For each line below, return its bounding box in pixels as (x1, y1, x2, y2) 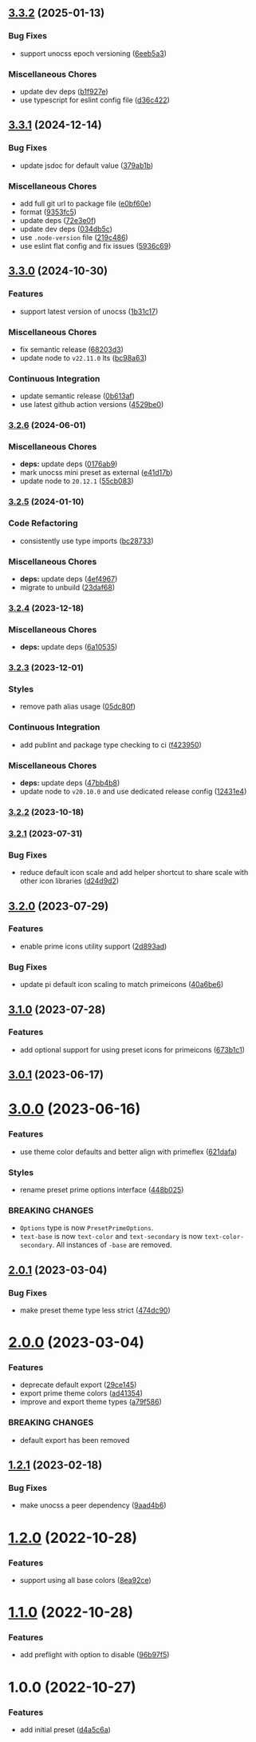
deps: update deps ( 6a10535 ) (19, 642, 118, 652)
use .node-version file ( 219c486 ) (19, 232, 129, 242)
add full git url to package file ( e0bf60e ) (19, 198, 152, 208)
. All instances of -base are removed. (52, 1240, 173, 1250)
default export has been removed (19, 1435, 130, 1444)
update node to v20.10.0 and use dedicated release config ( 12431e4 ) (19, 787, 247, 797)
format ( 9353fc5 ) (19, 207, 77, 217)
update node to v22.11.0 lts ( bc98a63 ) (19, 353, 148, 362)
